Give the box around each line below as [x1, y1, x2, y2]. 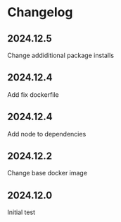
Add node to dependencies [7, 129, 87, 138]
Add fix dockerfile [7, 90, 60, 99]
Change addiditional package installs [7, 51, 115, 59]
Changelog [7, 4, 73, 21]
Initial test [7, 208, 36, 216]
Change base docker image [7, 169, 88, 177]
